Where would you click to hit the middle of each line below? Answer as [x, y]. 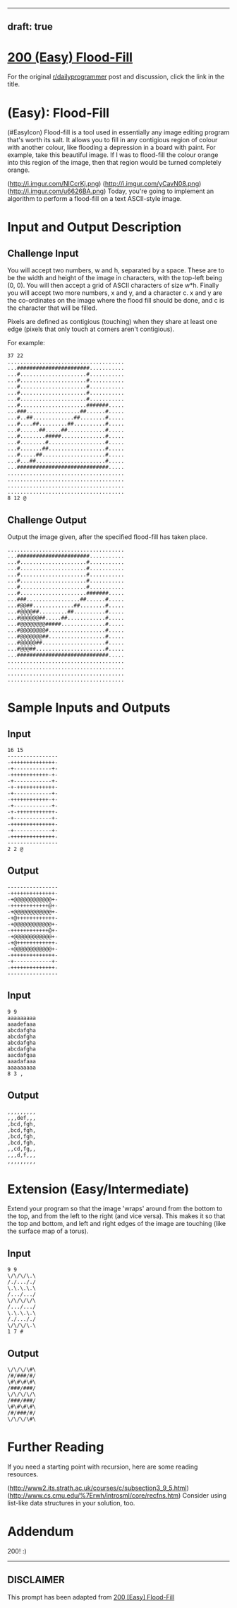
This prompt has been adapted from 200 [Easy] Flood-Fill [91, 1597]
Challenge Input [43, 253]
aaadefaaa [22, 1024]
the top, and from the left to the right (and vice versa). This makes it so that [116, 1216]
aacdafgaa [22, 1055]
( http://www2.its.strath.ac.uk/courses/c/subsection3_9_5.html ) [98, 1488]
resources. [23, 1474]
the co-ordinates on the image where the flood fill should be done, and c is [116, 301]
